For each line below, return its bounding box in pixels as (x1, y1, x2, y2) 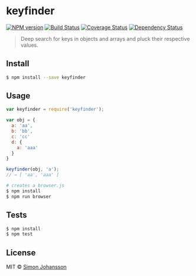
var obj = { (6, 117, 35, 123)
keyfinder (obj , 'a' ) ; (6, 166, 60, 172)
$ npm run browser (6, 194, 51, 200)
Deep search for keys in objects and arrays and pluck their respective (20, 35, 190, 42)
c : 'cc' (11, 133, 31, 140)
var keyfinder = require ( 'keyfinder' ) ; (6, 107, 104, 113)
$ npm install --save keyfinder (6, 74, 86, 81)
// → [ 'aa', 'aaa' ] (6, 172, 60, 178)
